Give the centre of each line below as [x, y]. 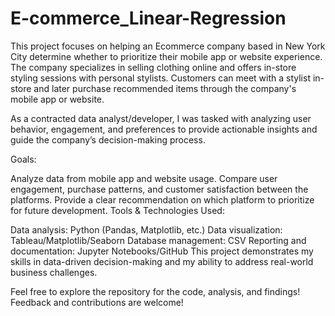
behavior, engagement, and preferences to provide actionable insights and [164, 129]
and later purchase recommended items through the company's [165, 88]
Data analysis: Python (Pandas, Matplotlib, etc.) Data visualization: [146, 229]
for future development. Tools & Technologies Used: [117, 210]
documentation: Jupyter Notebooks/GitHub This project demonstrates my [162, 251]
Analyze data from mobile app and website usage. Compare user [144, 178]
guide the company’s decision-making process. [108, 139]
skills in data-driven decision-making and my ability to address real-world [162, 261]
